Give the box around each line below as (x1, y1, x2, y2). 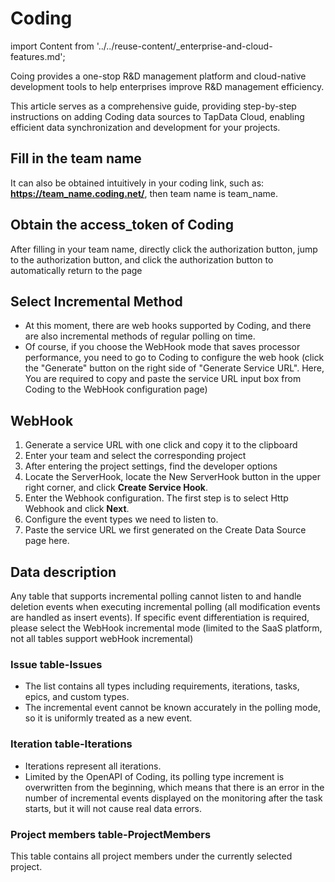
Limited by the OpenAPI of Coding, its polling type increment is (24, 770, 285, 782)
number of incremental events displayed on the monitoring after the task (24, 792, 323, 804)
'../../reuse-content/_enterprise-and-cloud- (96, 40, 273, 52)
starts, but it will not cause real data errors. (24, 802, 202, 814)
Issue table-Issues (10, 657, 103, 671)
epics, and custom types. (24, 691, 130, 703)
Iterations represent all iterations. (24, 760, 162, 772)
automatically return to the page (10, 264, 143, 276)
